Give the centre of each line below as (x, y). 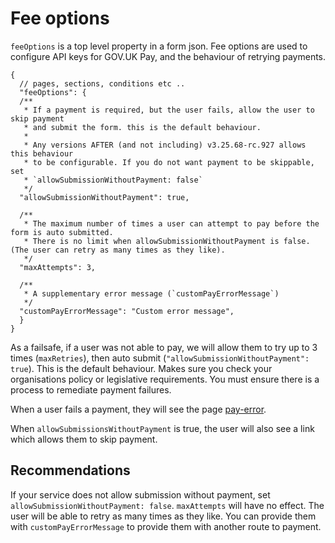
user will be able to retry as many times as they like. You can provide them (163, 516)
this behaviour (42, 153)
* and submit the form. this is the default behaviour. (142, 127)
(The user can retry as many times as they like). (118, 250)
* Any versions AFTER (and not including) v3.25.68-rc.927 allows (165, 145)
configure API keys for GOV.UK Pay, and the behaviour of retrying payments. (168, 56)
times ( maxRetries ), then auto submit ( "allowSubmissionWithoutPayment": (160, 358)
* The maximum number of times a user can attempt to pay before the (171, 223)
